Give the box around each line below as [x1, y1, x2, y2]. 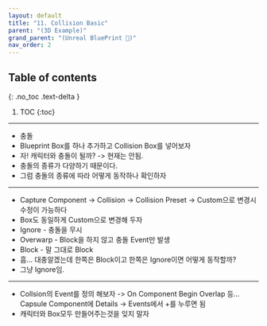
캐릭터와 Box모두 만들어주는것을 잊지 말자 [19, 309, 149, 318]
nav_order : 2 [8, 41, 52, 49]
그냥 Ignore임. [19, 264, 65, 274]
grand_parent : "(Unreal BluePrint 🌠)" [8, 33, 137, 42]
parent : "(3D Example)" [8, 26, 87, 34]
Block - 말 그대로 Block [19, 244, 94, 254]
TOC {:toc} [19, 107, 56, 116]
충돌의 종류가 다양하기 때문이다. [19, 161, 118, 170]
